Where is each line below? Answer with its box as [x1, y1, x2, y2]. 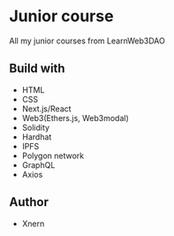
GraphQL [21, 159, 56, 170]
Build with [9, 61, 65, 76]
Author [9, 194, 49, 209]
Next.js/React [21, 103, 72, 114]
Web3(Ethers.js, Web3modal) [21, 112, 130, 123]
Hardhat [21, 131, 52, 142]
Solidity [21, 122, 50, 133]
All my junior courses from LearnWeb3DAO [9, 35, 165, 46]
